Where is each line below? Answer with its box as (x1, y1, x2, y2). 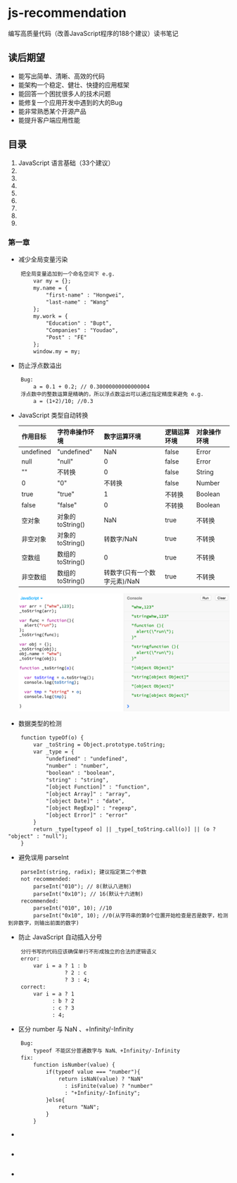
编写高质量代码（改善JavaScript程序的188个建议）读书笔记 (8, 29, 179, 37)
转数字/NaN (103, 534, 138, 543)
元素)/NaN (109, 576, 140, 586)
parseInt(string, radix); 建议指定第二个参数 (20, 868, 147, 875)
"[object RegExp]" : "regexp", (45, 805, 138, 812)
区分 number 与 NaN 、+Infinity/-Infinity (18, 1024, 134, 1033)
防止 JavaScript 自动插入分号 (18, 932, 103, 941)
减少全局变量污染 (18, 255, 68, 264)
